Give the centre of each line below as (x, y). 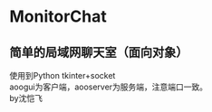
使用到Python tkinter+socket (63, 75)
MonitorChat (58, 17)
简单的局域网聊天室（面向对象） (99, 52)
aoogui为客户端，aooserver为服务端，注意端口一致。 (109, 87)
